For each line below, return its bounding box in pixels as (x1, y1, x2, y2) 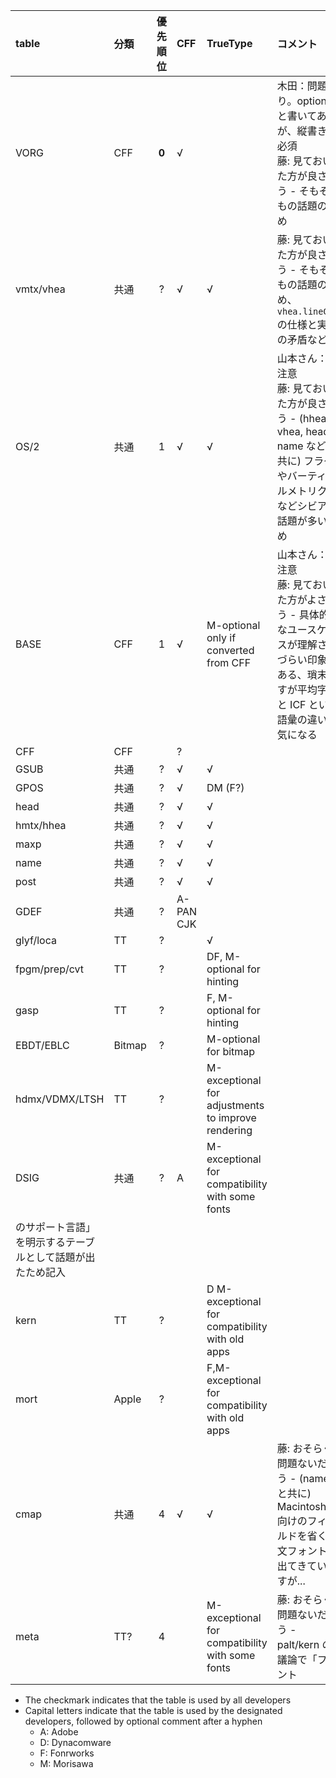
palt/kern (276, 1638, 320, 1651)
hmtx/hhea (15, 819, 67, 832)
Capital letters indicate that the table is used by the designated (24, 1705, 283, 1716)
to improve (206, 1111, 257, 1124)
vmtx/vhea (15, 282, 66, 296)
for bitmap (206, 1045, 256, 1058)
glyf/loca (15, 934, 57, 947)
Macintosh (276, 1500, 327, 1513)
